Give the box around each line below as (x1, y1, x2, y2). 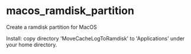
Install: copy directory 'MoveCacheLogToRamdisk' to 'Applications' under (6, 35, 185, 42)
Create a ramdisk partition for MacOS (6, 23, 98, 31)
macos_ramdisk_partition (6, 4, 135, 18)
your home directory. (6, 41, 57, 48)
